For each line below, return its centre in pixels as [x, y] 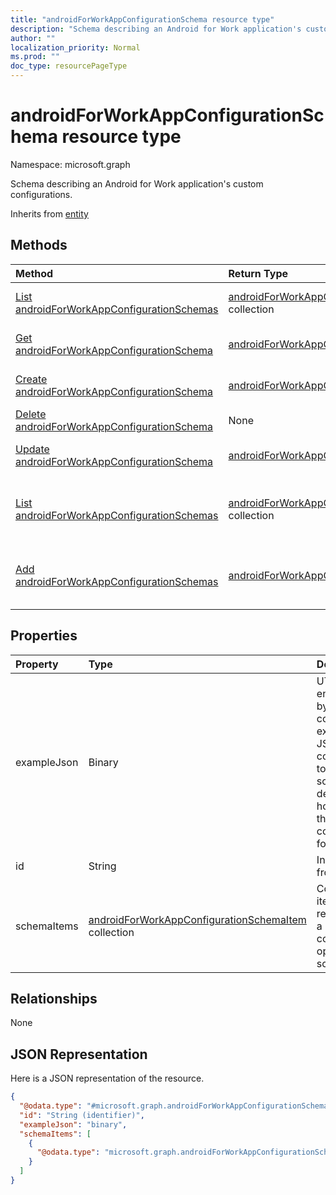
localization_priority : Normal [75, 47]
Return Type [258, 273]
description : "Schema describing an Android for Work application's [156, 29]
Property [37, 664]
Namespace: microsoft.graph [70, 164]
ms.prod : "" [35, 57]
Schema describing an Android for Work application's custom [137, 183]
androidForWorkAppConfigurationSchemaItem [197, 919]
